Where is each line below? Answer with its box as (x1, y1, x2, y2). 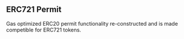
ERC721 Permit (6, 5, 62, 15)
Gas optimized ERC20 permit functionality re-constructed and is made (6, 20, 178, 27)
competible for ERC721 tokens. (6, 26, 81, 33)
